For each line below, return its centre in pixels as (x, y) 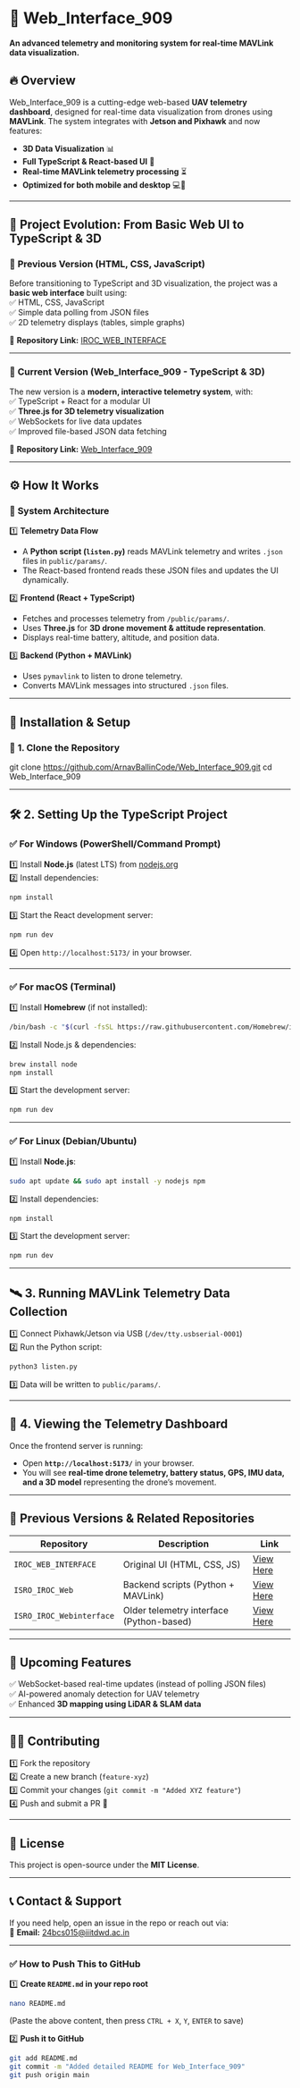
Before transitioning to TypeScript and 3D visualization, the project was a (144, 283)
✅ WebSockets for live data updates (76, 421)
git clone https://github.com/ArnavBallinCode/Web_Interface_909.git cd (141, 767)
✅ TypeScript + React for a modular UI (80, 400)
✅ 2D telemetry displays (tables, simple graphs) (97, 323)
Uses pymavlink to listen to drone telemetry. (102, 676)
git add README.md (43, 2059)
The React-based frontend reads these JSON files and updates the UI (150, 570)
